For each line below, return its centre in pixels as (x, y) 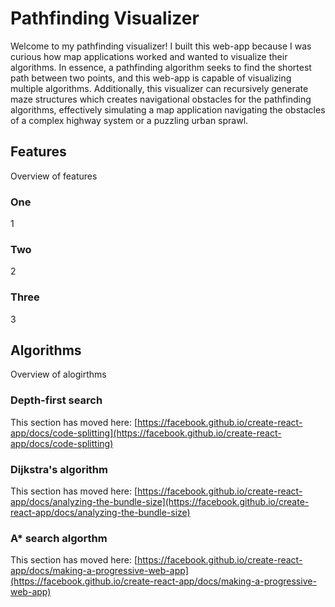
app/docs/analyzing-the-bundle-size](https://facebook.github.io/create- (160, 502)
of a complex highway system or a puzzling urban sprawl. (129, 120)
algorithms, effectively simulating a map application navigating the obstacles (168, 109)
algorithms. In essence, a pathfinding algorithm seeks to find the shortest (161, 67)
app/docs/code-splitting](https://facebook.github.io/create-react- (146, 433)
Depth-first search (56, 400)
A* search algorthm (59, 538)
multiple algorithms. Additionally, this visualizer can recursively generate (159, 88)
